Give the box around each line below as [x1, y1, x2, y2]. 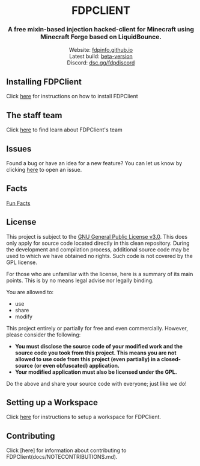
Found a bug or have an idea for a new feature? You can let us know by [6, 159, 183, 166]
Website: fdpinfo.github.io [68, 46, 133, 54]
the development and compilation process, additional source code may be [6, 245, 190, 253]
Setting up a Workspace [6, 397, 98, 408]
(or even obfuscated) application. [34, 362, 120, 369]
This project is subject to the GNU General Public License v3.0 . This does [6, 233, 188, 240]
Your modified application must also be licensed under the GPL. [14, 368, 177, 376]
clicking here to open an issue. [6, 166, 82, 173]
